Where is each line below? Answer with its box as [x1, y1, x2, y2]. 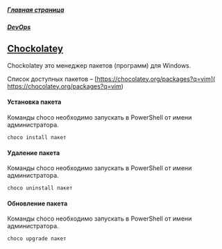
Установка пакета [7, 98, 62, 107]
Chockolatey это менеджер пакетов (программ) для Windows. [7, 61, 191, 69]
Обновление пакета [7, 199, 68, 207]
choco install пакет [7, 133, 67, 141]
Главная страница [7, 6, 65, 14]
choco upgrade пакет [7, 235, 67, 242]
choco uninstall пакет [7, 185, 73, 192]
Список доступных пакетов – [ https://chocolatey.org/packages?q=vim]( [7, 75, 216, 83]
